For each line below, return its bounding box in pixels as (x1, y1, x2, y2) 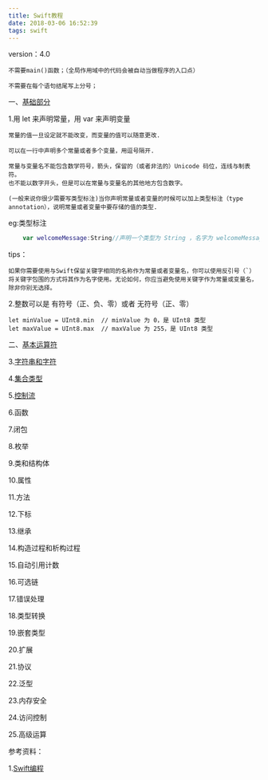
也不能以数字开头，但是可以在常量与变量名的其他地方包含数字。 (8, 179, 187, 187)
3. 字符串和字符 (8, 357, 57, 367)
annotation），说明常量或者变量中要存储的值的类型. (8, 203, 158, 211)
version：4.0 (8, 49, 50, 59)
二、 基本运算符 (8, 340, 57, 349)
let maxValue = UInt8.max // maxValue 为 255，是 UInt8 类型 (8, 325, 214, 333)
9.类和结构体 (8, 459, 50, 468)
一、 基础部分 (8, 97, 50, 107)
